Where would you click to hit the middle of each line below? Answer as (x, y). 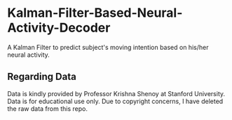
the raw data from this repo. (47, 108)
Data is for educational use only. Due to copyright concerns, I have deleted (115, 101)
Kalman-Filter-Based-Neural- (95, 13)
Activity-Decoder (59, 28)
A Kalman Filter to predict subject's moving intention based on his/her (108, 47)
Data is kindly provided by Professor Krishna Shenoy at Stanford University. (116, 93)
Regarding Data (42, 77)
